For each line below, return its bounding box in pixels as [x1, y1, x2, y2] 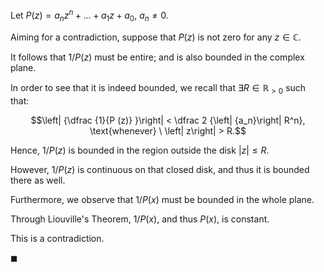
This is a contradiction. [10, 233, 105, 245]
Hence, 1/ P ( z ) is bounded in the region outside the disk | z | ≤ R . [10, 144, 270, 157]
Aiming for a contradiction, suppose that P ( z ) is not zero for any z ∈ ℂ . [10, 31, 302, 43]
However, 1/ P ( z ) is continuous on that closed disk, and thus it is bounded [10, 164, 310, 176]
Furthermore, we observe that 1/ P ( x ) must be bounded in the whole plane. [10, 194, 315, 206]
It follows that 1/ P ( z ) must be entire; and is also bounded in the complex [10, 51, 305, 63]
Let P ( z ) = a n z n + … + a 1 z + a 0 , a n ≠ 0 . [10, 8, 169, 23]
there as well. [10, 174, 66, 187]
